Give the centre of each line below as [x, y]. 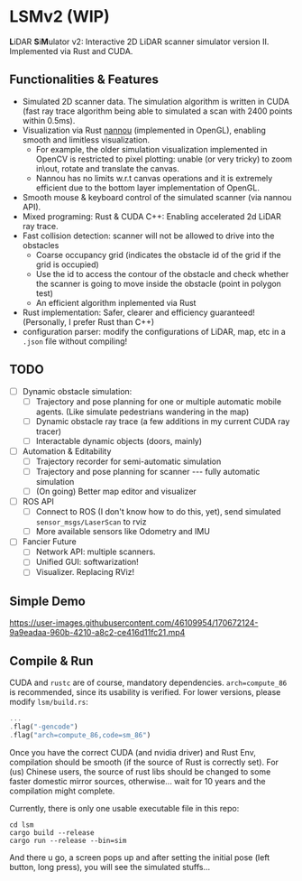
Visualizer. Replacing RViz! [85, 572]
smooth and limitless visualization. [86, 139]
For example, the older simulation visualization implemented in [151, 149]
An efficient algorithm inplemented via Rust [116, 302]
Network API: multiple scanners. [96, 552]
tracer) [48, 431]
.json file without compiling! [75, 341]
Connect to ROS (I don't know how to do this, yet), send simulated [158, 512]
